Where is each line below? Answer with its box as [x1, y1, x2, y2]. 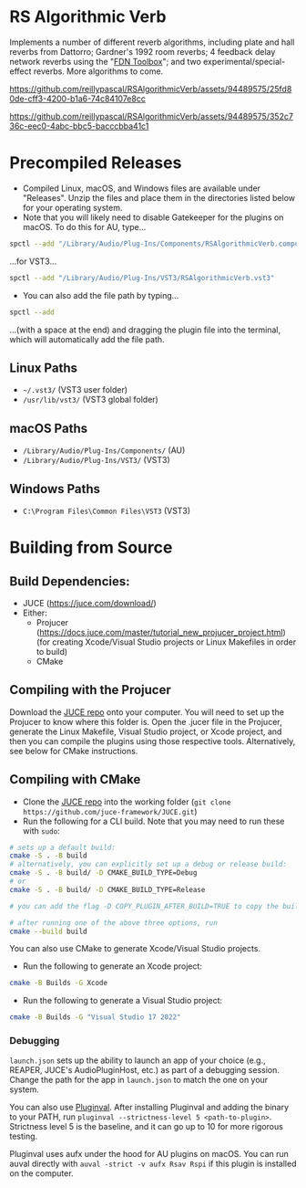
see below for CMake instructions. [9, 745, 138, 756]
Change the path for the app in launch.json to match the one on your [9, 1075, 269, 1086]
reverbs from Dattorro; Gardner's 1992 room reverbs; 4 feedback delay [9, 46, 276, 57]
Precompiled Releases [9, 152, 182, 173]
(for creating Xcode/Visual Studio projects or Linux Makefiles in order [36, 636, 297, 647]
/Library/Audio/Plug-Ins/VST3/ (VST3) [22, 455, 170, 466]
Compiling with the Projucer [9, 682, 171, 698]
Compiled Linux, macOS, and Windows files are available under [22, 183, 261, 194]
